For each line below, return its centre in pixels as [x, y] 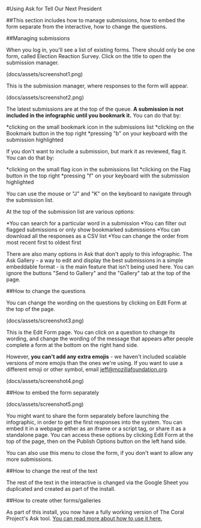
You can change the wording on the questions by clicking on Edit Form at [97, 303]
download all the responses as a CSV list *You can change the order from [97, 236]
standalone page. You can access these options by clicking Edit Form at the [100, 435]
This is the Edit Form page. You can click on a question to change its [91, 332]
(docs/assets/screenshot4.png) [45, 381]
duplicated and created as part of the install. [61, 489]
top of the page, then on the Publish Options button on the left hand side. [97, 441]
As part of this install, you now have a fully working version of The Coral [95, 512]
